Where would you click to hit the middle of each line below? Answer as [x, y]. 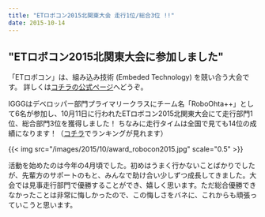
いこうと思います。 [46, 205]
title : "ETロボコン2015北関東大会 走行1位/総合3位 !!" [91, 15]
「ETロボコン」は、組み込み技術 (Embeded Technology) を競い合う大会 [125, 77]
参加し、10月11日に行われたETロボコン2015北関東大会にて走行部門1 [143, 114]
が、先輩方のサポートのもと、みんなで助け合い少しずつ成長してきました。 [129, 175]
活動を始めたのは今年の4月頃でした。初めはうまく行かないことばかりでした [132, 166]
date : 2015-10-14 [37, 23]
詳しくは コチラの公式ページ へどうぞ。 [85, 87]
